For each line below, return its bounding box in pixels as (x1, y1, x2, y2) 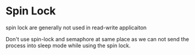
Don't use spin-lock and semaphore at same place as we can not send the (5, 35, 190, 42)
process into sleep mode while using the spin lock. (5, 42, 131, 49)
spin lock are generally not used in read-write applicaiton (5, 24, 147, 31)
